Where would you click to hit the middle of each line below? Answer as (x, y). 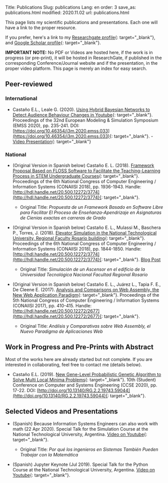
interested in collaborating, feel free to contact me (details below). (74, 365)
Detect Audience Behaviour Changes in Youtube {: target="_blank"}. (82, 114)
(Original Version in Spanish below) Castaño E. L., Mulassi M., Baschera (87, 227)
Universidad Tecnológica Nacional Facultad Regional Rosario (84, 274)
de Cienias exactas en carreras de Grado (63, 217)
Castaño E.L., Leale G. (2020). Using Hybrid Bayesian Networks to (81, 109)
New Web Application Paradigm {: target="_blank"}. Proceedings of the (86, 295)
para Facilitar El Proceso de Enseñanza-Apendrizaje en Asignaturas (91, 212)
